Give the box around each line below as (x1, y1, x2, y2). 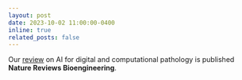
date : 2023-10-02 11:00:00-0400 (8, 19, 115, 27)
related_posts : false (8, 33, 80, 42)
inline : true (8, 26, 52, 34)
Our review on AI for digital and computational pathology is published (8, 55, 235, 64)
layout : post (8, 11, 52, 20)
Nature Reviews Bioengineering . (8, 64, 117, 73)
